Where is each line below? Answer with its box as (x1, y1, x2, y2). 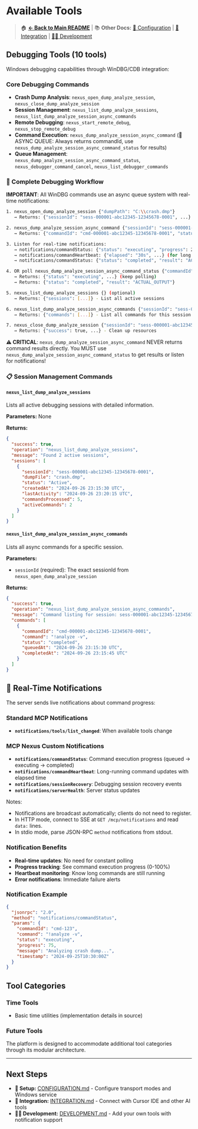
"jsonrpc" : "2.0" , (11, 909, 57, 915)
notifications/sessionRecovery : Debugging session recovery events (14, 780, 182, 788)
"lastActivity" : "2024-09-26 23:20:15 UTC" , (21, 491, 133, 497)
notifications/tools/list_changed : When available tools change (14, 727, 173, 734)
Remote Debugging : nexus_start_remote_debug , (14, 119, 131, 126)
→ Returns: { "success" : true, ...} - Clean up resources (14, 328, 157, 334)
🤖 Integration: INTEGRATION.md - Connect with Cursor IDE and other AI (14, 1098, 190, 1105)
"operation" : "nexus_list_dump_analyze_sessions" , (11, 447, 138, 453)
